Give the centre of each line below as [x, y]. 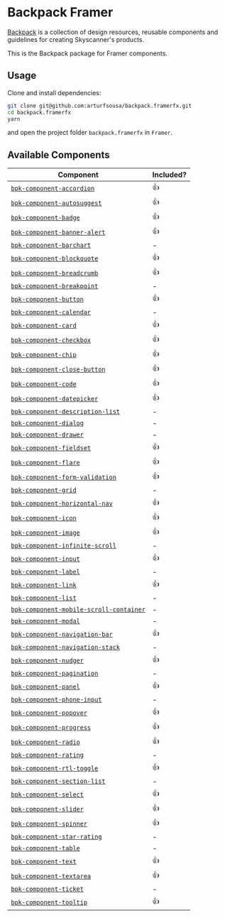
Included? [169, 175]
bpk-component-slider [47, 809]
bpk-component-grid [44, 490]
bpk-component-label [45, 572]
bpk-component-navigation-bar [62, 634]
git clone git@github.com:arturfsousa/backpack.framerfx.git [100, 106]
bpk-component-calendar [51, 312]
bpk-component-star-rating [56, 837]
